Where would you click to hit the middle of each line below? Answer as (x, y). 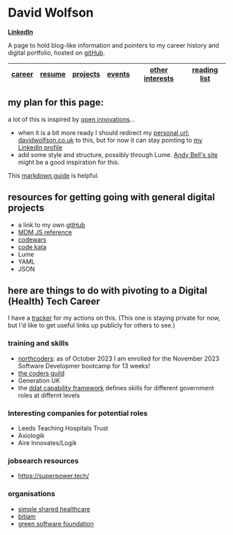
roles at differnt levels (49, 395)
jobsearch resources (43, 460)
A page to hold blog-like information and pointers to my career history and (114, 45)
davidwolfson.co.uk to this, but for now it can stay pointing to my (110, 140)
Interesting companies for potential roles (78, 413)
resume (53, 74)
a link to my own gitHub (52, 225)
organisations (32, 494)
